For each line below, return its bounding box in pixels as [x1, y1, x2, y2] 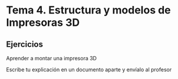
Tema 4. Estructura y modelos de [6, 4, 171, 17]
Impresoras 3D [6, 16, 80, 29]
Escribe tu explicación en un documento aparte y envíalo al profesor [6, 66, 172, 73]
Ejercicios [6, 39, 43, 49]
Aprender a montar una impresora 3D [6, 55, 97, 61]
